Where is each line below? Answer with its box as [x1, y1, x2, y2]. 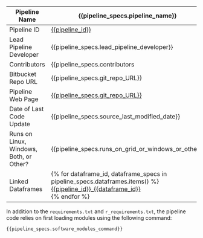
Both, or [9, 152, 32, 161]
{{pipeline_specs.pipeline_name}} [78, 11, 177, 20]
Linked [9, 178, 28, 185]
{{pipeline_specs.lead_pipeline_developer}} [51, 43, 173, 51]
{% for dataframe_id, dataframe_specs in [51, 170, 167, 178]
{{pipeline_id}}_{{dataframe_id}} [51, 185, 141, 193]
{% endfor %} [51, 193, 90, 201]
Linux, [9, 137, 27, 146]
